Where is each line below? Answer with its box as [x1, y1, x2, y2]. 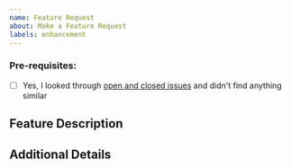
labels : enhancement [9, 30, 87, 39]
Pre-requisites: [9, 59, 77, 72]
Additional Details [9, 146, 112, 162]
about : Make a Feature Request [9, 22, 127, 31]
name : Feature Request [9, 13, 95, 22]
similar [22, 90, 48, 101]
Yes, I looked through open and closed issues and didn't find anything [22, 80, 282, 91]
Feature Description [9, 116, 123, 131]
